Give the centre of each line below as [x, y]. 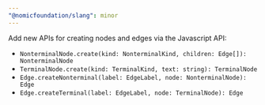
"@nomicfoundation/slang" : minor [63, 15]
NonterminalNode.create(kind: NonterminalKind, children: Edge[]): [133, 54]
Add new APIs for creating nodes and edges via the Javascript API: [117, 38]
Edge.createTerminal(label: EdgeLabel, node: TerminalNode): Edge [131, 93]
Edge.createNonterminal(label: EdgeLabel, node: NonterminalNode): [133, 77]
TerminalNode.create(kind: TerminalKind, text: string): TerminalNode [138, 69]
